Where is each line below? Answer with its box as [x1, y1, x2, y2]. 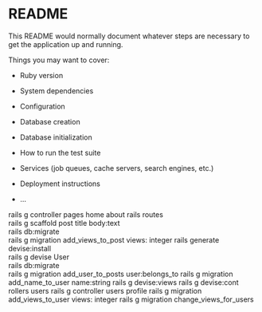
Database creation [19, 117, 81, 126]
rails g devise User [8, 252, 70, 262]
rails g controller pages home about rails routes [8, 209, 163, 219]
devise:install [8, 243, 52, 253]
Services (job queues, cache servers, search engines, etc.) [19, 163, 214, 172]
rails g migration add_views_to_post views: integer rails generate [8, 235, 220, 244]
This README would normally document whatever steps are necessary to [8, 31, 250, 41]
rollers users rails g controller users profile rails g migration [8, 286, 202, 295]
